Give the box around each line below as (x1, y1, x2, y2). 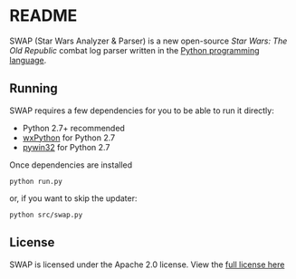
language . (9, 54, 47, 65)
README (9, 5, 78, 26)
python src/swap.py (9, 210, 83, 219)
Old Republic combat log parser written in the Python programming (9, 44, 260, 55)
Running (9, 81, 59, 96)
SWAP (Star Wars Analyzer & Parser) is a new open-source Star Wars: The (9, 35, 288, 46)
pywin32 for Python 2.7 (22, 141, 110, 152)
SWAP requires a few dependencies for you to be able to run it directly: (9, 105, 274, 116)
